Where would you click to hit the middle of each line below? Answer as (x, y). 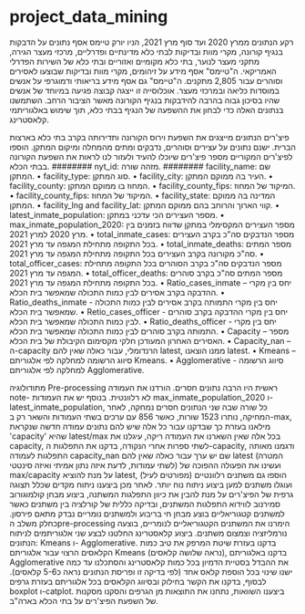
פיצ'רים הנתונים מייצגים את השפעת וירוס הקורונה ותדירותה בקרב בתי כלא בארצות (149, 137)
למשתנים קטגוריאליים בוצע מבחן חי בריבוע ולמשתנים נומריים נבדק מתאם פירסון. (147, 514)
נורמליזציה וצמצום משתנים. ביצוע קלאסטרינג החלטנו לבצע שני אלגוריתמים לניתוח (148, 533)
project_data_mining (89, 17)
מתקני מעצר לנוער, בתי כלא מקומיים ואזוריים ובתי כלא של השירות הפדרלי (135, 61)
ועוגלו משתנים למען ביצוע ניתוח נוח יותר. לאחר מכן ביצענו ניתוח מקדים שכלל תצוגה (151, 484)
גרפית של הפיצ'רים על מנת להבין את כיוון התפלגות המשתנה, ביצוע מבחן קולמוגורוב (152, 494)
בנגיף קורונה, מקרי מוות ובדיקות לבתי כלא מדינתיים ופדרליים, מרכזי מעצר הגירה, (147, 51)
